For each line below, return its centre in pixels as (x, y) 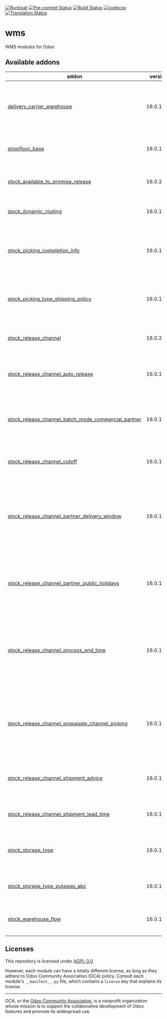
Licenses (19, 949)
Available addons (33, 62)
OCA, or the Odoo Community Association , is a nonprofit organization (76, 1001)
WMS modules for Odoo (30, 47)
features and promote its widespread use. (48, 1011)
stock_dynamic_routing (35, 211)
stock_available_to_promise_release (49, 181)
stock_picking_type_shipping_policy (50, 299)
